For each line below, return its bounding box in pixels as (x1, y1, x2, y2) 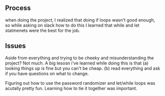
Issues (5, 42, 26, 50)
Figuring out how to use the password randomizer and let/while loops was (5, 80, 156, 86)
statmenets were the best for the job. (5, 27, 80, 33)
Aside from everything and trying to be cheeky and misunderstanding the (5, 55, 154, 61)
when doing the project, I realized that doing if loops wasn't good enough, (5, 17, 155, 23)
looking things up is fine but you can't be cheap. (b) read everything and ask (5, 65, 161, 71)
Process (5, 4, 31, 12)
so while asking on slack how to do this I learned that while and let (5, 22, 139, 28)
